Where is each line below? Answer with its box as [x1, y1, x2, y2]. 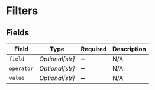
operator [9, 65, 34, 72]
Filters [6, 4, 38, 18]
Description [112, 45, 147, 53]
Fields [6, 28, 30, 38]
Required [80, 45, 107, 53]
